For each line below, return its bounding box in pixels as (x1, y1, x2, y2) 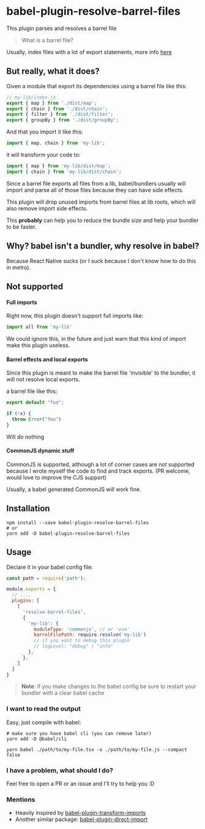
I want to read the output (6, 705, 81, 713)
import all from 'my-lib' (6, 324, 72, 330)
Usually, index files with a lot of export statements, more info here (6, 48, 173, 56)
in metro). (6, 264, 31, 271)
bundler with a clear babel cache (21, 689, 105, 697)
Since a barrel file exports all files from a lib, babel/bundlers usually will (6, 180, 186, 187)
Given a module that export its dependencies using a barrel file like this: (6, 82, 187, 90)
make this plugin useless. (6, 342, 70, 349)
